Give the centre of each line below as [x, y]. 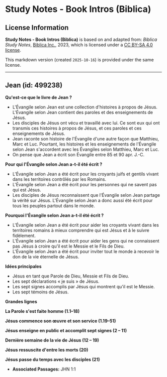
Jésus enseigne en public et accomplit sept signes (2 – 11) [66, 330]
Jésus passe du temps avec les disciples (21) [53, 359]
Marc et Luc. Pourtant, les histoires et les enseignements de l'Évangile [84, 144]
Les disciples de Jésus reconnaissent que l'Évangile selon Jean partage [86, 195]
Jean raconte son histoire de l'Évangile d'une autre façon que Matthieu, [85, 138]
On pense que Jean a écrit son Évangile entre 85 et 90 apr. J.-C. [78, 154]
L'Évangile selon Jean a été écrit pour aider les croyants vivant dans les [85, 225]
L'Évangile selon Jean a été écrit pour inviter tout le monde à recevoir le [86, 251]
